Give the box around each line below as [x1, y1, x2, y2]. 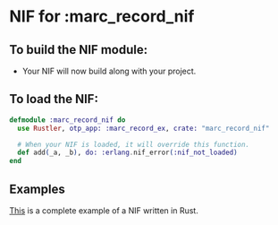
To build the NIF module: [9, 42, 148, 57]
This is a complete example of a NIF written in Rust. [9, 205, 198, 216]
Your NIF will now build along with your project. [21, 65, 197, 76]
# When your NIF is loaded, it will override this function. [17, 140, 250, 149]
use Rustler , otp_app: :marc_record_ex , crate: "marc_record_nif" [17, 124, 270, 133]
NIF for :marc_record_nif [9, 6, 195, 27]
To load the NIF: [9, 91, 98, 107]
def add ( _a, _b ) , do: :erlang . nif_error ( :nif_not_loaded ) [17, 148, 239, 158]
